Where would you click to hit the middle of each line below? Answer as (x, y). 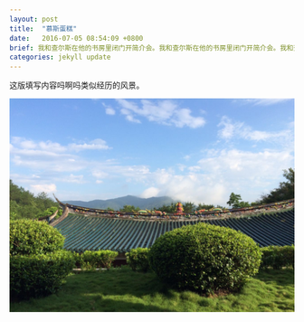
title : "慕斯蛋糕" (43, 28)
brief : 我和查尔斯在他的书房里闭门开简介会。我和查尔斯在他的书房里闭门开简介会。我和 (152, 48)
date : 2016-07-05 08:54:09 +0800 (76, 38)
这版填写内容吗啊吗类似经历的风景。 (77, 85)
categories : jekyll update (60, 57)
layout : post (34, 19)
